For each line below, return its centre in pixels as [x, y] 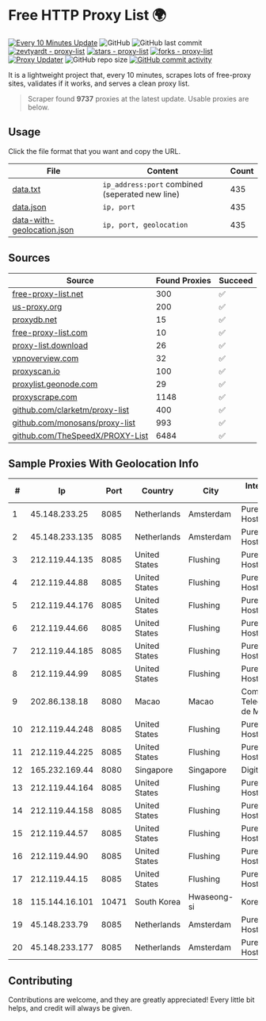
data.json [29, 207]
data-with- [34, 220]
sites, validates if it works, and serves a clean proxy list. [99, 83]
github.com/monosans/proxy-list [74, 423]
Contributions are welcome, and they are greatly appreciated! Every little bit [131, 1000]
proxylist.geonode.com [55, 384]
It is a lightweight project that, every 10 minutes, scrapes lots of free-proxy [130, 75]
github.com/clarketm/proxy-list [70, 409]
